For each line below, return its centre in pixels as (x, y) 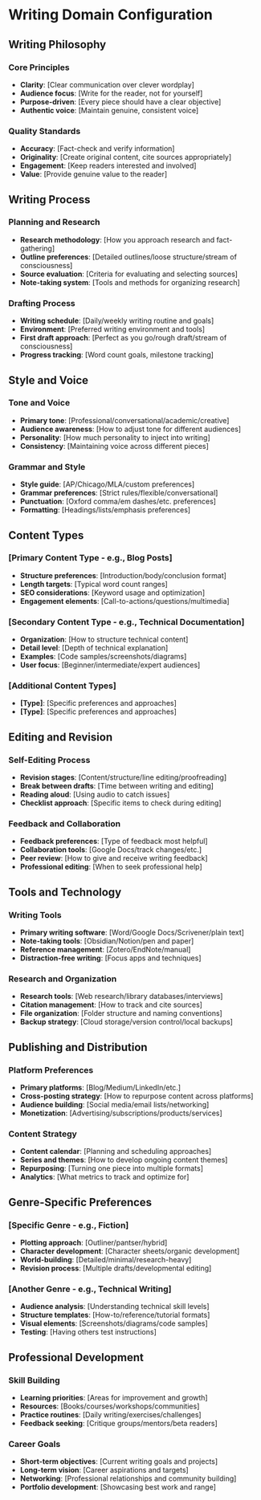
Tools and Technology (65, 892)
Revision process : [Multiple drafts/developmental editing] (116, 1268)
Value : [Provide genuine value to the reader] (94, 174)
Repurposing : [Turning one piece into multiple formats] (111, 1168)
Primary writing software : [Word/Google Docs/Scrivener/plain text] (132, 932)
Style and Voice (49, 380)
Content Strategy (43, 1134)
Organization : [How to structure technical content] (104, 639)
